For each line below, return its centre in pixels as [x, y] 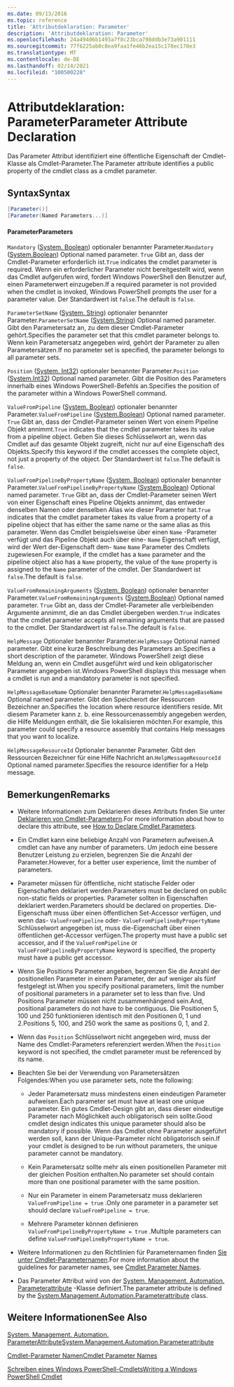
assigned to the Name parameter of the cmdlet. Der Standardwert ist [104, 570]
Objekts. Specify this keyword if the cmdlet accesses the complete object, [113, 452]
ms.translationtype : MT [42, 53]
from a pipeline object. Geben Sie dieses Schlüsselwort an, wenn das [107, 437]
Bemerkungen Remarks [59, 795]
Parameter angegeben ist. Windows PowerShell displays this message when [117, 671]
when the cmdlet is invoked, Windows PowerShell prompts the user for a [112, 292]
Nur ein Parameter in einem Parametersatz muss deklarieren [115, 1196]
